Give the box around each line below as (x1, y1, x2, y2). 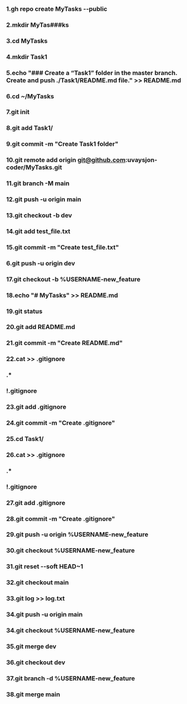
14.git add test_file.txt (6, 227, 71, 235)
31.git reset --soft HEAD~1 (6, 562, 84, 571)
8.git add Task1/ (6, 124, 53, 132)
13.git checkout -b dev (6, 211, 72, 219)
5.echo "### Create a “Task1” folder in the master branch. (6, 68, 178, 77)
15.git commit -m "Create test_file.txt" (6, 243, 119, 251)
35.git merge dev (6, 642, 56, 650)
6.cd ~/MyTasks (6, 92, 55, 100)
